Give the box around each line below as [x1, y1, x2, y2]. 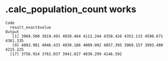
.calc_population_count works [5, 4, 136, 15]
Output [5, 29, 19, 34]
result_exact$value [10, 24, 52, 30]
